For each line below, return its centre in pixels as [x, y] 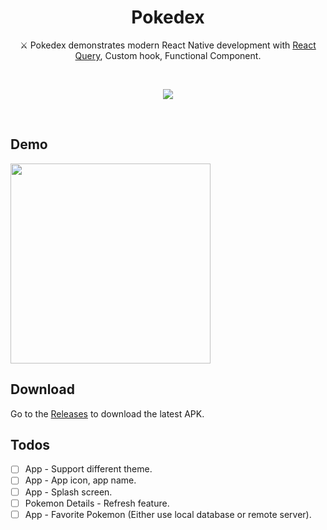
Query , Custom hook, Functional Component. [168, 55]
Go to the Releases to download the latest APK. [107, 413]
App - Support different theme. [88, 469]
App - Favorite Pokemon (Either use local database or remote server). [168, 514]
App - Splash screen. [68, 492]
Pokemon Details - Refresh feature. [97, 503]
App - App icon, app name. [80, 480]
